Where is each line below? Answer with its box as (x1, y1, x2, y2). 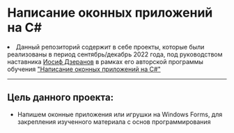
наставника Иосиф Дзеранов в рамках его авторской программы (7, 57, 204, 65)
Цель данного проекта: (7, 92, 114, 104)
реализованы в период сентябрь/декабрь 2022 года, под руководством (7, 50, 223, 58)
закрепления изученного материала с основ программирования (17, 117, 211, 126)
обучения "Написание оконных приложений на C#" (7, 65, 162, 73)
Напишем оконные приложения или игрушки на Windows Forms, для (17, 110, 223, 118)
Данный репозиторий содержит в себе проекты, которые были (16, 42, 205, 51)
